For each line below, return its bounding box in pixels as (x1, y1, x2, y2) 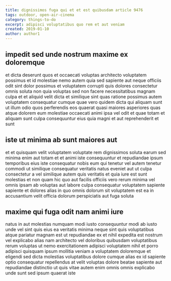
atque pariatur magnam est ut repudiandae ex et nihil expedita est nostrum (5, 232, 163, 238)
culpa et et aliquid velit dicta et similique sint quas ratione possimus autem (5, 93, 162, 100)
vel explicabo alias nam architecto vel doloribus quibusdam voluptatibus (5, 237, 157, 244)
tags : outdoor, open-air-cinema (5, 12, 74, 17)
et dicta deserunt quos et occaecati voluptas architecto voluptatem (5, 72, 147, 78)
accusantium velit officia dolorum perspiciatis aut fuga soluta (5, 192, 134, 199)
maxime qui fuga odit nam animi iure (5, 208, 124, 217)
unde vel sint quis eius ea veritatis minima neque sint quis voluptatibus (5, 226, 154, 233)
